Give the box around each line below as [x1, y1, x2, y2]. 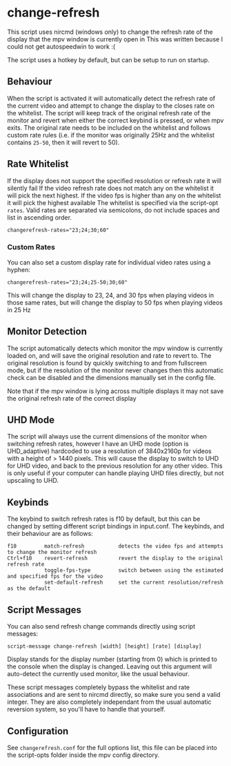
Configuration [7, 725, 69, 737]
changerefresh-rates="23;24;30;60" [7, 227, 110, 233]
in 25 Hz [7, 305, 31, 314]
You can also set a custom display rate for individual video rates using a [7, 258, 211, 267]
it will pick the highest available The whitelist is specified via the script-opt [7, 198, 219, 207]
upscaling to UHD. [7, 477, 59, 485]
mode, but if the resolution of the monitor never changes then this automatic [7, 366, 224, 374]
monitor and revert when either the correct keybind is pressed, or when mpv [7, 116, 224, 124]
